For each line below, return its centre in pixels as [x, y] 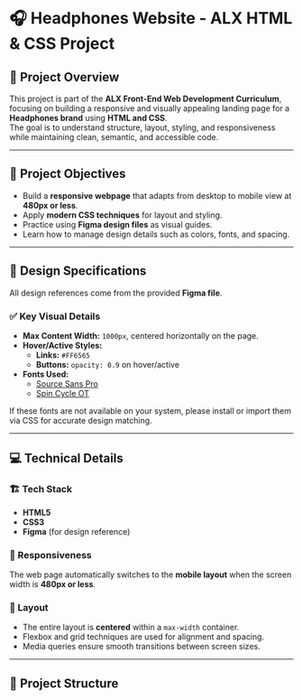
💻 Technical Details [66, 458]
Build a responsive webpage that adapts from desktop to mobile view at [157, 195]
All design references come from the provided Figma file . [116, 293]
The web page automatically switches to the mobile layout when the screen [151, 574]
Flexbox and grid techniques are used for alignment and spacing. [143, 637]
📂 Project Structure [64, 683]
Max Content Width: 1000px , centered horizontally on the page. [140, 335]
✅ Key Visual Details [55, 316]
